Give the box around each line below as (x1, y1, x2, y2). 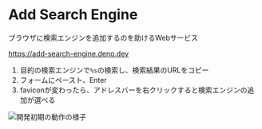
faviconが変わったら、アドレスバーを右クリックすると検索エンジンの (19, 85, 248, 95)
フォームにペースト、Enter (19, 75, 107, 84)
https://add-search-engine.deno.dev (8, 49, 129, 58)
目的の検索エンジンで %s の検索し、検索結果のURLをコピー (19, 65, 209, 75)
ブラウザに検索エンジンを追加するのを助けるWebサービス (8, 33, 198, 42)
